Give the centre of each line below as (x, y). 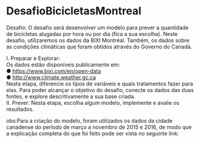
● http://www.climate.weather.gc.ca (51, 77)
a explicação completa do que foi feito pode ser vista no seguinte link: (93, 133)
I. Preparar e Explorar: (33, 58)
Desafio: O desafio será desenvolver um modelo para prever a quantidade (97, 28)
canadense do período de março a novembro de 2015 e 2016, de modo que (99, 127)
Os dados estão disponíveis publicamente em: (63, 65)
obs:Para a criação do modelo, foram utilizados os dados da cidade (89, 120)
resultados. (20, 109)
